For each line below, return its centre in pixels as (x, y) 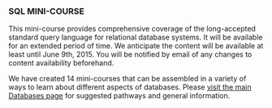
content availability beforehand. (61, 63)
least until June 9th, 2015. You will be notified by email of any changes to (130, 55)
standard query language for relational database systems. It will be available (136, 37)
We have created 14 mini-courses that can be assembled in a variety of (127, 79)
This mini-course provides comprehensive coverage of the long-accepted (132, 29)
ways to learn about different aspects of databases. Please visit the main (130, 87)
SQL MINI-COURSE (47, 11)
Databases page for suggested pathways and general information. (119, 96)
